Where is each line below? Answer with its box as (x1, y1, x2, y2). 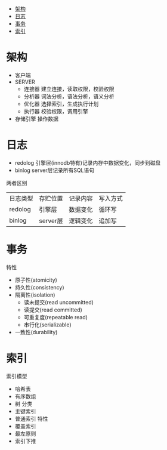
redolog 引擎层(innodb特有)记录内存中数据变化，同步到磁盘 (14, 159, 161, 166)
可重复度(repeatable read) (23, 313, 88, 320)
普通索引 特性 (14, 415, 48, 422)
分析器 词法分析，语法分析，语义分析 (23, 93, 115, 100)
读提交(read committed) (23, 306, 82, 313)
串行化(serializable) (23, 321, 72, 328)
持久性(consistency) (14, 283, 64, 291)
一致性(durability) (14, 328, 58, 335)
